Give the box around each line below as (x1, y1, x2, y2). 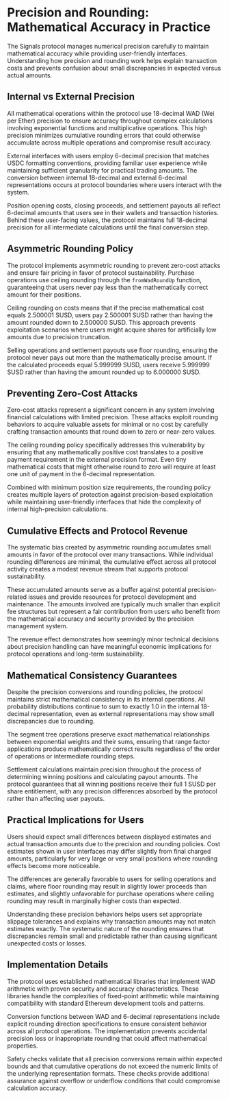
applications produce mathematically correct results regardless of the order (7, 745, 220, 753)
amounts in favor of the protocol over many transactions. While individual (7, 550, 213, 559)
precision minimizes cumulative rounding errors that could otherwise (7, 131, 200, 139)
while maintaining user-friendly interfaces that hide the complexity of (7, 498, 202, 506)
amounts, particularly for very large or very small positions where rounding (7, 854, 218, 863)
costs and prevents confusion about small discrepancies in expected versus (7, 64, 221, 72)
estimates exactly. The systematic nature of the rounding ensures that (7, 924, 204, 933)
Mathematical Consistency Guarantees (7, 669, 178, 681)
